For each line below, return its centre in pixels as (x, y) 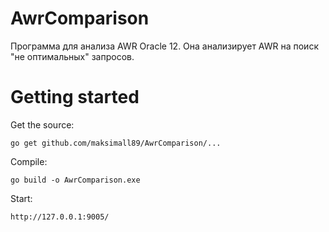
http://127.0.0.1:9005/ (60, 217)
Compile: (29, 161)
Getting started (75, 97)
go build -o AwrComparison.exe (75, 180)
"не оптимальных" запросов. (72, 56)
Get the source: (42, 124)
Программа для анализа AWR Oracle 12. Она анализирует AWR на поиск (164, 46)
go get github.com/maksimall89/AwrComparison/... (116, 143)
